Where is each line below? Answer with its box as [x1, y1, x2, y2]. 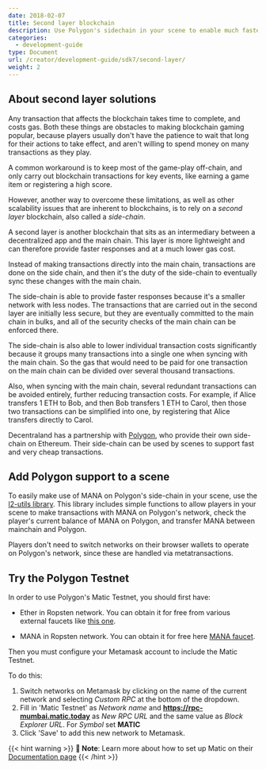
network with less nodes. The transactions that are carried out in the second [8, 300, 257, 309]
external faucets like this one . [19, 616, 116, 626]
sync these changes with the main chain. [8, 276, 142, 285]
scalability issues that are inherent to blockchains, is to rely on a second [8, 203, 243, 212]
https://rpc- [162, 703, 203, 713]
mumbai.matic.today [19, 711, 91, 721]
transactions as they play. [8, 147, 92, 157]
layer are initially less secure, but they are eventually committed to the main [8, 308, 254, 318]
